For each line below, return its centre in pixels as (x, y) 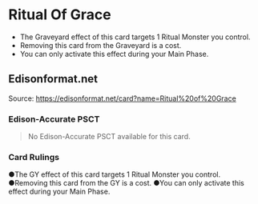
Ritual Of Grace (60, 15)
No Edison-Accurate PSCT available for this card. (109, 137)
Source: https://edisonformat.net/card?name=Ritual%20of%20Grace (122, 98)
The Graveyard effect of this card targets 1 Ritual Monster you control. (135, 37)
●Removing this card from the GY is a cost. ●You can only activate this (126, 183)
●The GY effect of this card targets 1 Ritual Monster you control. (115, 174)
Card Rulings (34, 157)
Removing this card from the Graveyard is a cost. (101, 45)
